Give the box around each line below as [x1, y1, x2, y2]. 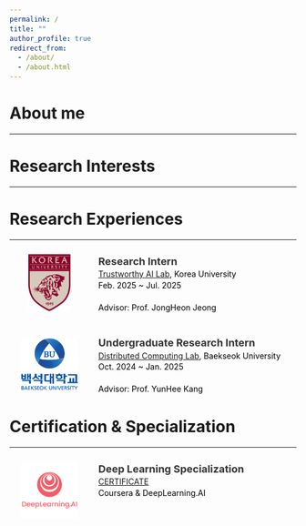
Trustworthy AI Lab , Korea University [98, 268, 237, 279]
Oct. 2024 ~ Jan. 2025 [98, 361, 184, 372]
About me [9, 103, 86, 124]
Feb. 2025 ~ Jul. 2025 [98, 279, 182, 290]
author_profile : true [9, 34, 92, 43]
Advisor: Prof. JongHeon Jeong [98, 301, 217, 313]
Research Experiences [9, 209, 184, 229]
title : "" [9, 24, 47, 34]
